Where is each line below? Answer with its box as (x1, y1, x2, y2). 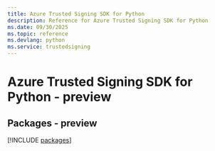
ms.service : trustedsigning (7, 43, 91, 50)
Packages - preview (7, 117, 98, 129)
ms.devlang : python (7, 37, 65, 44)
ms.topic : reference (7, 30, 69, 38)
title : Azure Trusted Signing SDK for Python (7, 10, 145, 18)
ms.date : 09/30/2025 (7, 23, 69, 30)
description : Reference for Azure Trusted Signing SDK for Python (7, 17, 209, 24)
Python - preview (7, 89, 112, 105)
